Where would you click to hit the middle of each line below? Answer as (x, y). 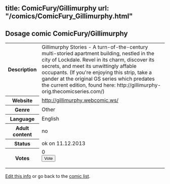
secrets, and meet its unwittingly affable (89, 66)
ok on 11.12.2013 (63, 143)
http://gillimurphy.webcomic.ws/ (80, 100)
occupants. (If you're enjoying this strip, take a (97, 72)
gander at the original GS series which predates (98, 79)
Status (22, 143)
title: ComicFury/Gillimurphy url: (57, 8)
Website (22, 100)
